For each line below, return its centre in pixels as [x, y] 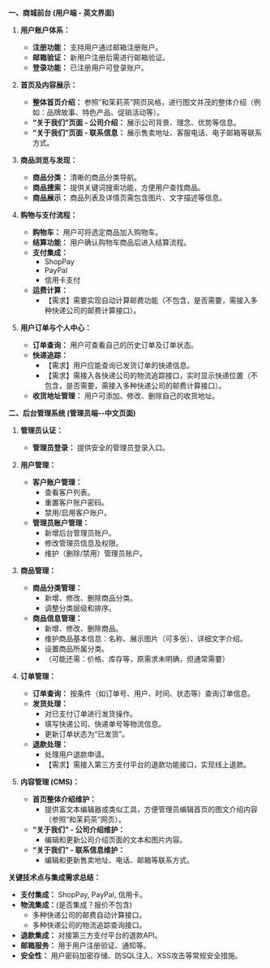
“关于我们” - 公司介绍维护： [79, 829]
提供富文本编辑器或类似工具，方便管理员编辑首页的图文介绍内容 [151, 809]
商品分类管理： [57, 588]
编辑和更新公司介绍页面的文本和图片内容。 [116, 840]
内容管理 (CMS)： [50, 782]
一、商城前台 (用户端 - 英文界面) [62, 13]
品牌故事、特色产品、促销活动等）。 [105, 112]
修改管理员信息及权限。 [84, 543]
